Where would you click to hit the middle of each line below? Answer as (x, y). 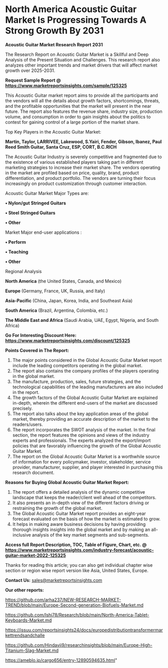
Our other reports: (25, 590)
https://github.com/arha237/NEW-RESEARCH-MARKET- (63, 599)
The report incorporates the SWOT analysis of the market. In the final (84, 430)
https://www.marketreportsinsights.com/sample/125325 (66, 85)
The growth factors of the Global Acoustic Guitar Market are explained (85, 397)
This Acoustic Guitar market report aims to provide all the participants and (81, 95)
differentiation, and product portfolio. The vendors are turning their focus (80, 178)
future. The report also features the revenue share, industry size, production (84, 111)
